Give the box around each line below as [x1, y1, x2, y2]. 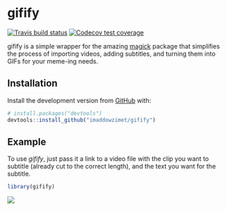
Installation [7, 78, 58, 90]
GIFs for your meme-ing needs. [7, 56, 99, 65]
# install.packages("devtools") [7, 109, 102, 117]
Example [7, 135, 47, 147]
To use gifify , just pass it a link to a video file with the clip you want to [7, 155, 209, 163]
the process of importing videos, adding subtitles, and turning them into [7, 49, 216, 58]
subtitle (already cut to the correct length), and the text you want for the [7, 162, 216, 171]
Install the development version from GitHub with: [7, 96, 152, 104]
